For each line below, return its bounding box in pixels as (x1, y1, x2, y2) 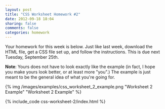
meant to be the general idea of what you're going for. (5, 74, 115, 80)
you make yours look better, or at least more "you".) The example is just (5, 69, 151, 74)
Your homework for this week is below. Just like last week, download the (5, 44, 153, 49)
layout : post (5, 7, 32, 12)
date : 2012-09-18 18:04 (5, 16, 54, 21)
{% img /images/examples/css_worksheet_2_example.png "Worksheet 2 (5, 84, 153, 89)
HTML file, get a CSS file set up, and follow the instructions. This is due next (5, 49, 160, 55)
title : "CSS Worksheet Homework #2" (5, 12, 81, 17)
